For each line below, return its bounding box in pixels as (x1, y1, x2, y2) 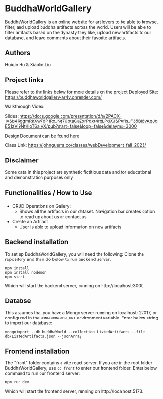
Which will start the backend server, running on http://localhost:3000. (5, 282, 145, 288)
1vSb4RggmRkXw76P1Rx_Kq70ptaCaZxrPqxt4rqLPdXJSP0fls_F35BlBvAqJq (5, 118, 158, 124)
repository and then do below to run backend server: (5, 256, 111, 262)
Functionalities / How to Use (5, 188, 92, 197)
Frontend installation (5, 347, 70, 355)
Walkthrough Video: (5, 103, 45, 109)
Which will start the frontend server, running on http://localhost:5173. (5, 388, 143, 394)
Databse (5, 297, 31, 305)
